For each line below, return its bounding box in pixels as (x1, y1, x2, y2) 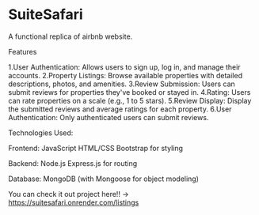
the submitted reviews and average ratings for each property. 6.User (8, 104, 232, 114)
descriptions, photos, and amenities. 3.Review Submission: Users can (8, 79, 235, 89)
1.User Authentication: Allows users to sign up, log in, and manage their (8, 62, 241, 72)
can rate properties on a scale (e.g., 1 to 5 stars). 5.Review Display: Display (8, 96, 252, 105)
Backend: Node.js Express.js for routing (8, 158, 138, 168)
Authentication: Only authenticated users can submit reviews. (8, 112, 209, 122)
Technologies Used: (8, 128, 74, 138)
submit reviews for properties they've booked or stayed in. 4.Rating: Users (8, 87, 251, 96)
